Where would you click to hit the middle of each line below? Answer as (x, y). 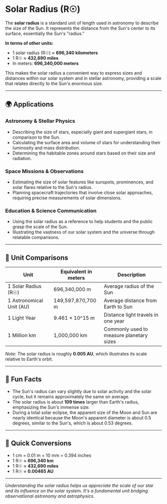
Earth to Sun (118, 307)
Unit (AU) (19, 307)
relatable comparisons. (36, 238)
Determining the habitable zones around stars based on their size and (84, 153)
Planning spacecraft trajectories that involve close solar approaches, (83, 192)
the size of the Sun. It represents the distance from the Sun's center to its (80, 28)
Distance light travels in (131, 315)
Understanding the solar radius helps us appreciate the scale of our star (80, 485)
